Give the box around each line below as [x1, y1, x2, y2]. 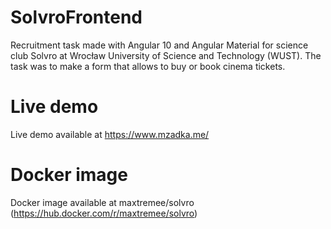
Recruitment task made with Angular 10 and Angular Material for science [10, 39, 309, 51]
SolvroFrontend [10, 6, 143, 29]
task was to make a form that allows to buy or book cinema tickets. [10, 60, 286, 72]
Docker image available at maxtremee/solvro [10, 196, 195, 208]
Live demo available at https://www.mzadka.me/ [10, 128, 210, 140]
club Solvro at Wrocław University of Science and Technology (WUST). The [10, 49, 322, 61]
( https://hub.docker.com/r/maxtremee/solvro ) [10, 207, 198, 219]
